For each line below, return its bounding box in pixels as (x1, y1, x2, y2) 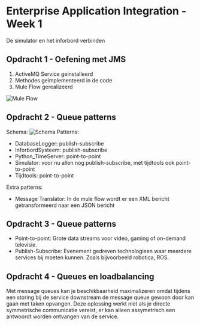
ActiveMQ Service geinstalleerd (14, 70, 93, 78)
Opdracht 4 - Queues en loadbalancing (6, 271, 154, 281)
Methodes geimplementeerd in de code (14, 76, 113, 84)
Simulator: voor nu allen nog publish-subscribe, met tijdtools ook (14, 159, 175, 166)
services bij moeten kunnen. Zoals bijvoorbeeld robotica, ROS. (14, 254, 169, 261)
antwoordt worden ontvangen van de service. (6, 313, 119, 320)
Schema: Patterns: (6, 128, 80, 135)
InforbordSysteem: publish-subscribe (14, 146, 108, 153)
